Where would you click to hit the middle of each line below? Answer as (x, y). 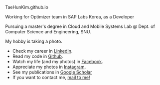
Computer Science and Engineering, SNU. (48, 32)
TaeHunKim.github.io (27, 7)
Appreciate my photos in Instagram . (49, 67)
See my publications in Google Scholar (52, 72)
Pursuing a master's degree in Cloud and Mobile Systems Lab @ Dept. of (80, 26)
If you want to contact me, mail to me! (51, 77)
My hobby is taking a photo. (34, 41)
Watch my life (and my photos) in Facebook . (58, 61)
